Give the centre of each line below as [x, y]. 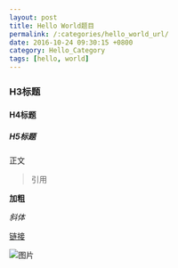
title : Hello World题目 [52, 26]
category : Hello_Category [57, 51]
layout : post [33, 17]
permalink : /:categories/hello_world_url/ [89, 34]
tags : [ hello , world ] [49, 59]
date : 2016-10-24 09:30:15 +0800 [71, 42]
